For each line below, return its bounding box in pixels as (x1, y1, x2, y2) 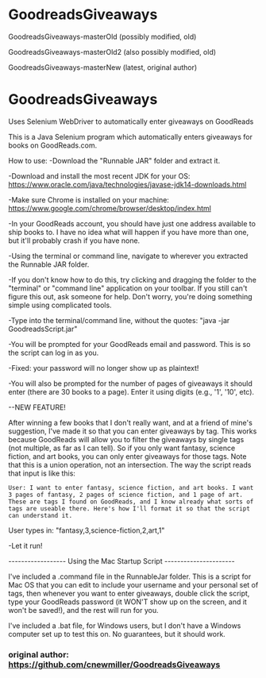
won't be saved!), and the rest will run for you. (8, 605, 159, 614)
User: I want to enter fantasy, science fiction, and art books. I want (8, 483, 254, 491)
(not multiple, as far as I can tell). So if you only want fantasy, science (8, 443, 236, 453)
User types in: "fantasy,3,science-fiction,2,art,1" (8, 526, 165, 535)
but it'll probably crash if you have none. (8, 236, 141, 245)
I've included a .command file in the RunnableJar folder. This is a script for (8, 572, 252, 581)
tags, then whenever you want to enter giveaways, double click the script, (8, 588, 250, 598)
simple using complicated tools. (8, 300, 113, 310)
